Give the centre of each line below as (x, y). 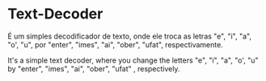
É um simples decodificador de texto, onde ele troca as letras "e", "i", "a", (130, 36)
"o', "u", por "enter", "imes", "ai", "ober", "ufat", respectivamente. (115, 44)
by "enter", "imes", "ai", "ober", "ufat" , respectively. (94, 68)
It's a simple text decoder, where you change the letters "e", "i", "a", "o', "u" (133, 60)
